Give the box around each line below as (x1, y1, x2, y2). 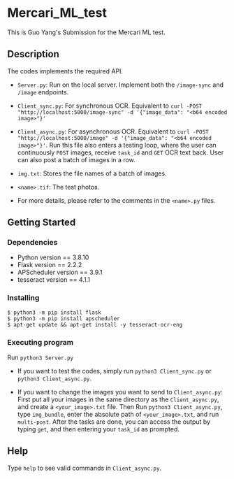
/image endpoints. (17, 87, 69, 96)
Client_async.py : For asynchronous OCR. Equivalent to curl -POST (17, 127, 209, 136)
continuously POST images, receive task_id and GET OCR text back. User (17, 148, 224, 157)
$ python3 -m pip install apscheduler (7, 315, 120, 322)
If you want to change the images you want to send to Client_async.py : (17, 388, 224, 396)
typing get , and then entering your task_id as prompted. (17, 425, 180, 434)
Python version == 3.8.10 (17, 253, 89, 262)
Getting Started (7, 217, 76, 229)
